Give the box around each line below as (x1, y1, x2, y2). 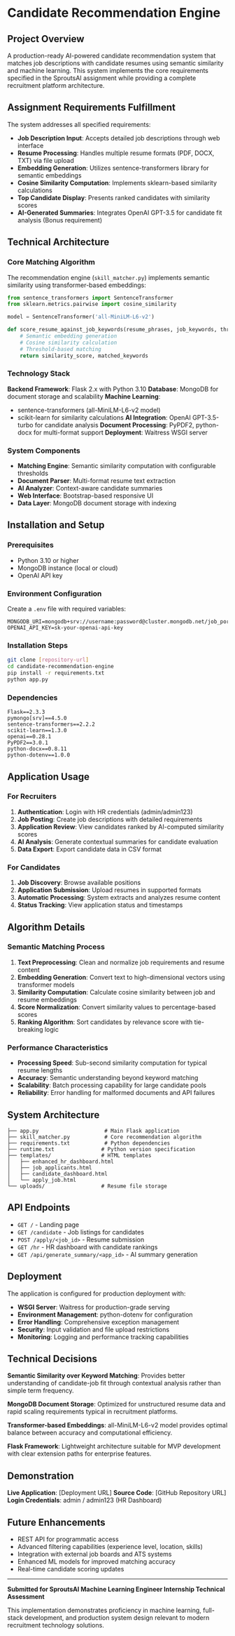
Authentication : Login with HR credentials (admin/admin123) (17, 807, 194, 816)
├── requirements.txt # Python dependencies (7, 1139, 171, 1147)
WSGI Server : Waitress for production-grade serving (17, 1303, 170, 1311)
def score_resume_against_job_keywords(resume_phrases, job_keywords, (7, 326, 218, 333)
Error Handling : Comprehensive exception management (17, 1317, 180, 1326)
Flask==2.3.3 (7, 709, 45, 716)
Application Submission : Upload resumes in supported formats (17, 886, 201, 894)
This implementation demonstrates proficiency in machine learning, (7, 1606, 201, 1615)
